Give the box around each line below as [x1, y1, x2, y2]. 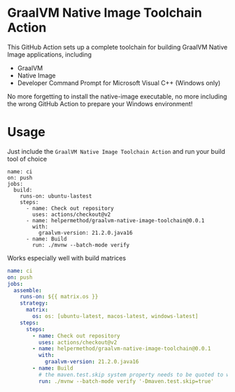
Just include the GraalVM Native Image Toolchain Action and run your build [7, 147, 226, 155]
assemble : [13, 286, 42, 294]
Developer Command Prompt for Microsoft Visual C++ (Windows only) [17, 78, 221, 87]
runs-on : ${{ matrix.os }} [20, 293, 99, 300]
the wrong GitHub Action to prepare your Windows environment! [7, 99, 193, 108]
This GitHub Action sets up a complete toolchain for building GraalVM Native [7, 43, 228, 51]
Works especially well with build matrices [7, 254, 127, 262]
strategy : [20, 300, 49, 307]
